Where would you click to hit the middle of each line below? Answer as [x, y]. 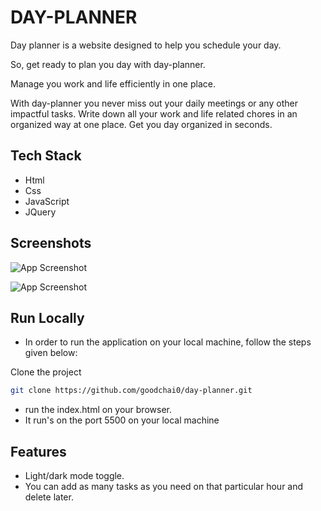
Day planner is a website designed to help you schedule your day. [146, 45]
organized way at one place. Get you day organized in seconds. [141, 124]
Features [38, 451]
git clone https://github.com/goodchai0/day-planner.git [131, 391]
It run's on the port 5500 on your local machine [122, 420]
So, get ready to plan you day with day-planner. [108, 64]
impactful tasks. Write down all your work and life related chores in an [154, 113]
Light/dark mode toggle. [74, 476]
